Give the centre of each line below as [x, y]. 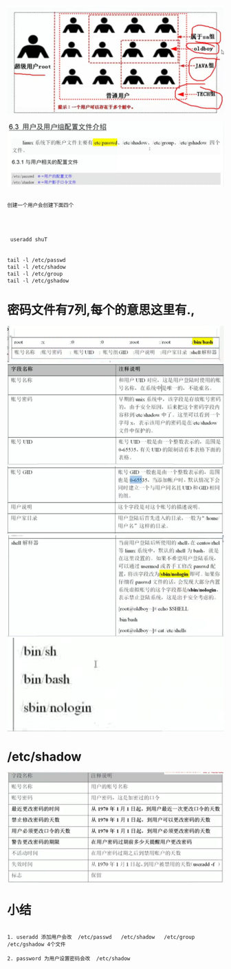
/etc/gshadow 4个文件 [36, 944]
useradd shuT [29, 239]
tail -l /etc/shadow [37, 267]
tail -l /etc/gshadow [38, 280]
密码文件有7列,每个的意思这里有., [101, 310]
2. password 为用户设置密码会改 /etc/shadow [69, 958]
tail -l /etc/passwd [37, 260]
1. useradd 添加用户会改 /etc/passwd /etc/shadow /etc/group [101, 937]
